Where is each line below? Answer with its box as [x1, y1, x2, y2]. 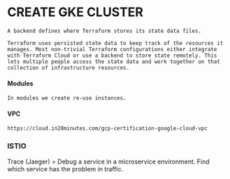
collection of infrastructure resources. [7, 64, 130, 71]
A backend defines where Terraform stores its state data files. [7, 27, 201, 34]
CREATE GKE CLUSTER [7, 4, 143, 20]
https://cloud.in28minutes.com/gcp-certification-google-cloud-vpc [7, 125, 208, 132]
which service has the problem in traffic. [7, 164, 124, 173]
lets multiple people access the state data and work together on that [7, 58, 220, 65]
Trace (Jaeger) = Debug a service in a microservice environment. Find [7, 157, 210, 166]
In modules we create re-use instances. [7, 95, 127, 102]
